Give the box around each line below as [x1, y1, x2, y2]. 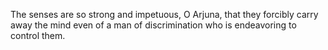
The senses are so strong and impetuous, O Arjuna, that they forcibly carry [10, 9, 319, 20]
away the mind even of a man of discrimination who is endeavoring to [10, 19, 297, 31]
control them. [10, 30, 66, 41]
